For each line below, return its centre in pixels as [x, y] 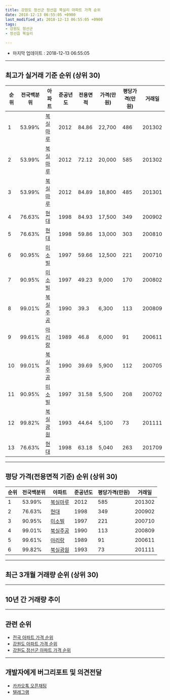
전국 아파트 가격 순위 [33, 637]
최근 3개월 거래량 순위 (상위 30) [52, 575]
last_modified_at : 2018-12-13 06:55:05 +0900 [54, 19]
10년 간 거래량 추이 [33, 600]
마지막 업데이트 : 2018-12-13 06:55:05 [51, 53]
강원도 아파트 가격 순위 [35, 644]
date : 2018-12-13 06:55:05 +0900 [40, 15]
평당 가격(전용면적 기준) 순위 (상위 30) [61, 477]
